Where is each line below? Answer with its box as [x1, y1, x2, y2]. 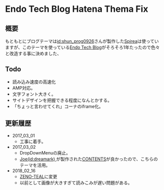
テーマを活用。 [19, 162, 50, 168]
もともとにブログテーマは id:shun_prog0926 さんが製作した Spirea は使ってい [5, 38, 159, 44]
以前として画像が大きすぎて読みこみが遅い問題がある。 [19, 180, 132, 186]
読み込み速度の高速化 [12, 79, 56, 85]
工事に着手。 [19, 138, 46, 144]
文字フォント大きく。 [12, 91, 56, 97]
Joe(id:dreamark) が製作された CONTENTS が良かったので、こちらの [19, 156, 158, 162]
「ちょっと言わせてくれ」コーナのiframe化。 [12, 103, 104, 109]
